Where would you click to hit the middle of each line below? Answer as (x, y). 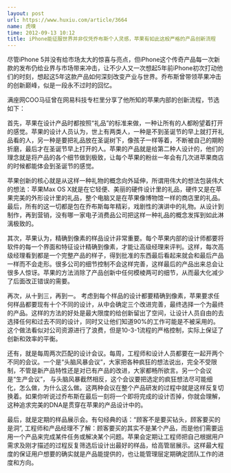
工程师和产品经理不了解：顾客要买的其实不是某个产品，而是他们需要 (121, 428)
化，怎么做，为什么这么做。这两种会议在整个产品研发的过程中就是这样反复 (112, 388)
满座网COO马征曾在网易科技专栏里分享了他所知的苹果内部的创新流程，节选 (113, 100)
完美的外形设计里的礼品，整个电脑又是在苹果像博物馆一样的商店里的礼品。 (118, 198)
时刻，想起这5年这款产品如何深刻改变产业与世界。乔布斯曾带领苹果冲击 (120, 77)
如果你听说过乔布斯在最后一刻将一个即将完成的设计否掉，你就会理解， (124, 397)
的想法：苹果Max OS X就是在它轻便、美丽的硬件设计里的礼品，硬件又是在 (112, 189)
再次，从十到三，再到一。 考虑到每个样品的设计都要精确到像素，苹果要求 (110, 296)
